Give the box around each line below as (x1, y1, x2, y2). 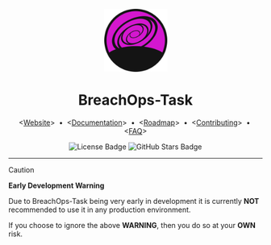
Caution (8, 164, 35, 174)
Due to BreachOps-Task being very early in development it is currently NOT (8, 196, 260, 206)
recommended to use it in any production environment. (8, 205, 191, 214)
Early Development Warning (8, 181, 105, 190)
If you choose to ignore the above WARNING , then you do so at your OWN (8, 220, 256, 230)
